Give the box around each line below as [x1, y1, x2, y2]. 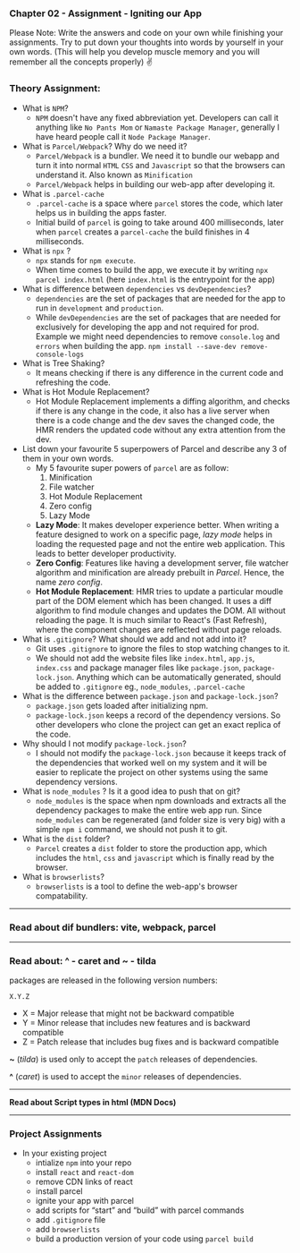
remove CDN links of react [35, 1176, 134, 1188]
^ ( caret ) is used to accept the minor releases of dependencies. [9, 1071, 242, 1082]
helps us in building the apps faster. [35, 207, 167, 217]
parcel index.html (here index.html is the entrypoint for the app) [35, 274, 275, 285]
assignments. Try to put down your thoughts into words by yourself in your [9, 37, 284, 47]
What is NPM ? [21, 102, 69, 114]
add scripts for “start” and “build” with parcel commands [35, 1205, 245, 1215]
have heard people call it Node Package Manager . [35, 131, 212, 141]
